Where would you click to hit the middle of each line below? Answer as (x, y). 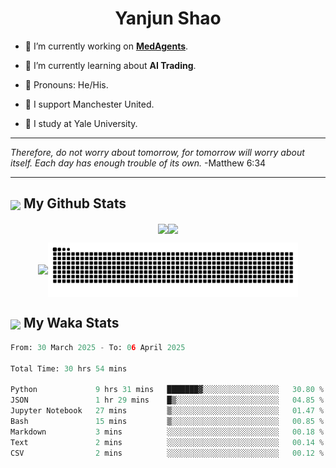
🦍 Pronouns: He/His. (66, 84)
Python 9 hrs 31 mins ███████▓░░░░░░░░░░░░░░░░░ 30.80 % (167, 390)
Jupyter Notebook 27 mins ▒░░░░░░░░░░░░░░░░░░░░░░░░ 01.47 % (167, 411)
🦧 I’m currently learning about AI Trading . (110, 65)
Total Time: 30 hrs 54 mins (69, 368)
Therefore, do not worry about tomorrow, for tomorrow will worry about (157, 152)
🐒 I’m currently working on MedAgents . (106, 46)
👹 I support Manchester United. (89, 104)
